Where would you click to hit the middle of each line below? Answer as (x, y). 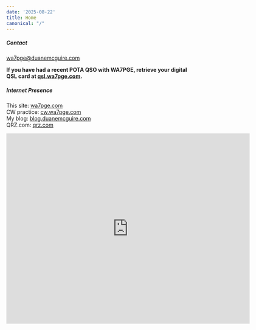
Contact (17, 43)
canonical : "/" (26, 23)
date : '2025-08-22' (31, 12)
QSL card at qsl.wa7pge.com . (44, 76)
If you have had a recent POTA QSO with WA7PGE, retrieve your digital (97, 70)
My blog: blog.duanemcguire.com (49, 119)
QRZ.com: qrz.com (30, 125)
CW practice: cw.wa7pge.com (44, 112)
